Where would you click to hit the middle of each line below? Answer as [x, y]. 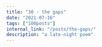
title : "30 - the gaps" [36, 12]
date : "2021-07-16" [31, 18]
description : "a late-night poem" [50, 35]
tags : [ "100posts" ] [31, 23]
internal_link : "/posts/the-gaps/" [51, 29]
